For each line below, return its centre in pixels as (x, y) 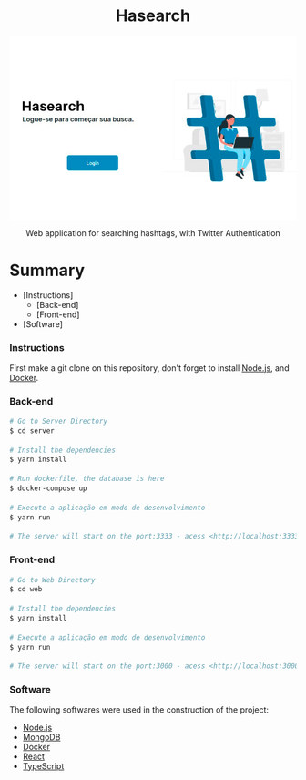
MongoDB (41, 737)
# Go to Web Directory (52, 580)
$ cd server (32, 431)
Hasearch (153, 16)
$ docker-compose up (49, 488)
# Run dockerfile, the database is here (87, 479)
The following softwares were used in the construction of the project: (139, 709)
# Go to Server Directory (58, 421)
